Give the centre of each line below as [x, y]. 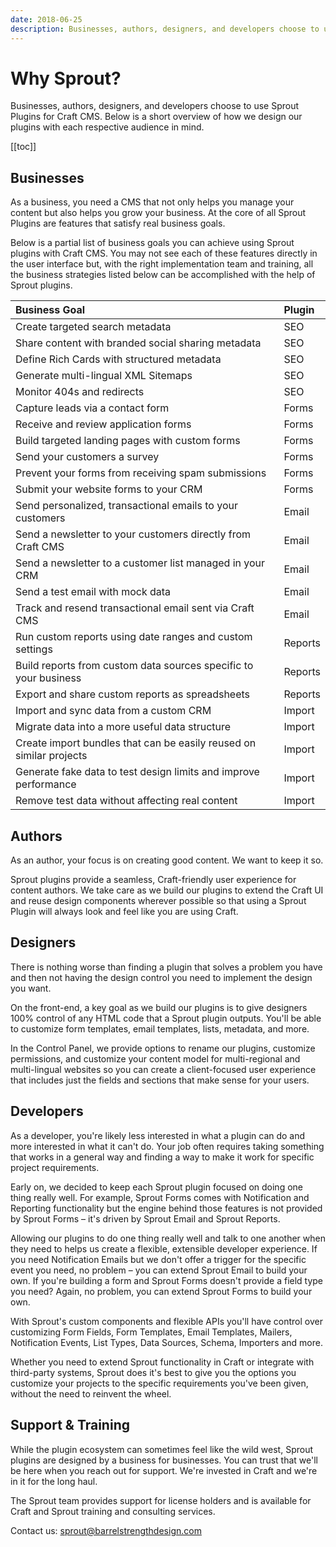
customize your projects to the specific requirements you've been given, [159, 1383]
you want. [31, 988]
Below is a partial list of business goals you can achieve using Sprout [152, 243]
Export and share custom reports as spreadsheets [133, 694]
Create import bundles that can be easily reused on [136, 743]
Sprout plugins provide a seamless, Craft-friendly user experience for [153, 880]
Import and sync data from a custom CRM [113, 711]
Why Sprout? [66, 78]
